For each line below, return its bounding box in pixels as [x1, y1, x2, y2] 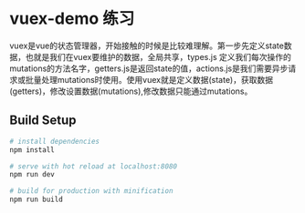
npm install [9, 145, 55, 155]
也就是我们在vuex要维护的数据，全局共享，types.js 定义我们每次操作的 [25, 51, 292, 62]
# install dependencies [9, 137, 100, 146]
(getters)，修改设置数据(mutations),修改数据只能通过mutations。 [9, 86, 253, 96]
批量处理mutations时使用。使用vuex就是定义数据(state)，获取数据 [25, 74, 274, 85]
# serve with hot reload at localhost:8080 [9, 161, 178, 171]
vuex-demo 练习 [9, 8, 135, 29]
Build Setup [9, 113, 77, 128]
